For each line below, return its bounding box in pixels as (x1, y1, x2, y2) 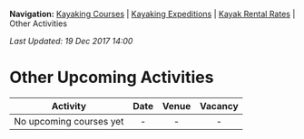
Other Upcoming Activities (9, 68, 214, 88)
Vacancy (199, 99, 239, 112)
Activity (51, 99, 87, 112)
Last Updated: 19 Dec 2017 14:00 (9, 36, 133, 46)
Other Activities (9, 18, 68, 29)
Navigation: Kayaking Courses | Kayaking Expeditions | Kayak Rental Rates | (9, 9, 296, 19)
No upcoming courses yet (14, 115, 124, 127)
